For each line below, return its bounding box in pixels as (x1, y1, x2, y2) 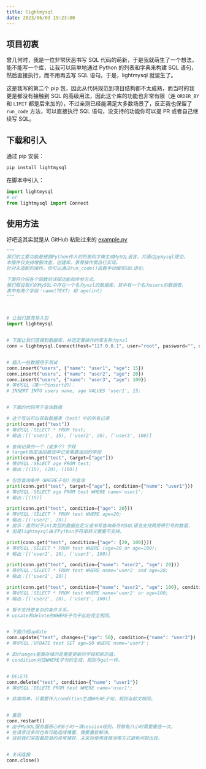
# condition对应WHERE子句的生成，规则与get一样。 (6, 657, 123, 663)
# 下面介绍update (6, 629, 47, 635)
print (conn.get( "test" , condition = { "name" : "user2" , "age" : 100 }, (6, 585, 180, 591)
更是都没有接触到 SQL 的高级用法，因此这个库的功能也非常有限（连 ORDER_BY (6, 93, 199, 100)
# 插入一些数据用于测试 (6, 359, 58, 365)
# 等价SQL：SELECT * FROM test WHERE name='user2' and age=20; (6, 567, 169, 574)
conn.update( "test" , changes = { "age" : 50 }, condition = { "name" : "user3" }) (6, 635, 196, 641)
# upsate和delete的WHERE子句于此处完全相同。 (6, 612, 113, 619)
